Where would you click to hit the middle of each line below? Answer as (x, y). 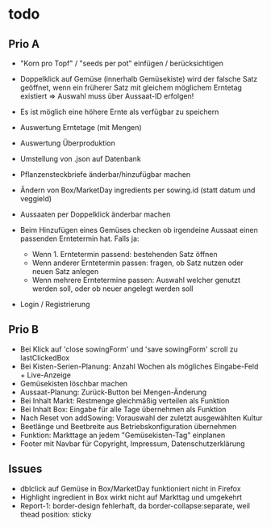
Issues (25, 469)
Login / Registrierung (55, 304)
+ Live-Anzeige (45, 375)
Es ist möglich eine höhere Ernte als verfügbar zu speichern (119, 112)
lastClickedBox (45, 357)
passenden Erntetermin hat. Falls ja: (79, 238)
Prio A (24, 44)
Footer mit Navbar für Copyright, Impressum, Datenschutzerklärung (132, 443)
